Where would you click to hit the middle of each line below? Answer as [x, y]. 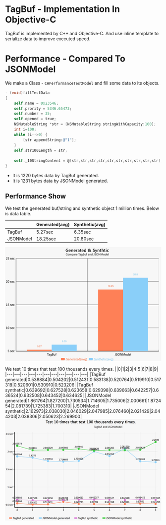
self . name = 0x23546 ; [36, 103]
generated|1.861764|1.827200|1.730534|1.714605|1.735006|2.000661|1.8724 [83, 401]
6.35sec [82, 232]
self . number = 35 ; [33, 114]
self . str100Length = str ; [41, 150]
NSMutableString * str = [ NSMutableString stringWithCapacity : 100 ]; [85, 124]
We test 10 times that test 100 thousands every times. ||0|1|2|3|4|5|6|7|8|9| [82, 369]
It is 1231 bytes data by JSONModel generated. [60, 181]
